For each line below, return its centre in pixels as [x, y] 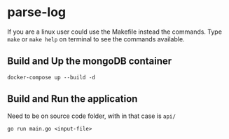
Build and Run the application [72, 99]
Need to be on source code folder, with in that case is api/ [92, 116]
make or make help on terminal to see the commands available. [96, 39]
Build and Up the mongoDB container [90, 61]
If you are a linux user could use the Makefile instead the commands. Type [115, 32]
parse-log [37, 12]
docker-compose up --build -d [51, 77]
